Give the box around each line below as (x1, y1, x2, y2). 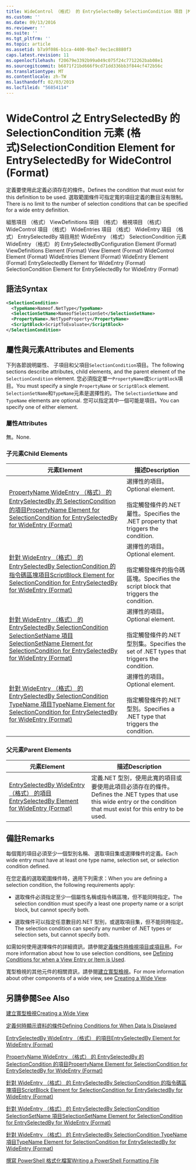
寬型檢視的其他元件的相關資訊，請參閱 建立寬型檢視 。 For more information (6, 968, 185, 975)
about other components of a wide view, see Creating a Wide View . (6, 975, 167, 982)
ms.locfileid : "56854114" (6, 85, 69, 91)
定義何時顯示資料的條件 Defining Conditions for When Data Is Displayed (6, 1022, 177, 1030)
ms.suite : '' (6, 30, 38, 36)
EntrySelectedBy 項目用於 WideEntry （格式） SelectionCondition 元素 (17, 233, 187, 240)
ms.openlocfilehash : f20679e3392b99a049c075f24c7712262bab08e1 (6, 57, 163, 63)
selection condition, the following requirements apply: (6, 882, 135, 889)
